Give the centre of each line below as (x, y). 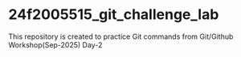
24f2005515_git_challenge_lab (114, 15)
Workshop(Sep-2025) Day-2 (55, 44)
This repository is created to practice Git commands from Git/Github (121, 36)
